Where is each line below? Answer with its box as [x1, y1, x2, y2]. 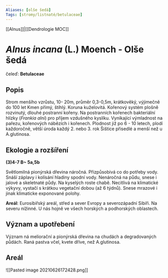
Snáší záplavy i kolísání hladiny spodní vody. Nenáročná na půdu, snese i [6, 175, 157, 181]
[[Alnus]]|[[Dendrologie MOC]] [6, 26, 69, 32]
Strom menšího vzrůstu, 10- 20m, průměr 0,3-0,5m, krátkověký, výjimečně [6, 99, 160, 105]
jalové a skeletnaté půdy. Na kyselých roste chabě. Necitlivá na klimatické [6, 180, 158, 186]
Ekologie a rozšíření [6, 146, 68, 154]
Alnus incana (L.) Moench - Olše [6, 43, 144, 55]
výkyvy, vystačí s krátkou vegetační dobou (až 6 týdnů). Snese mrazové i [6, 185, 157, 191]
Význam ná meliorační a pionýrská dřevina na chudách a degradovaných [6, 233, 156, 240]
